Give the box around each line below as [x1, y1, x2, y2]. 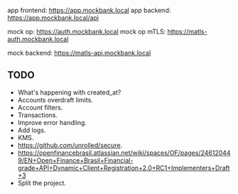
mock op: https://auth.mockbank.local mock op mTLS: [7, 28, 166, 36]
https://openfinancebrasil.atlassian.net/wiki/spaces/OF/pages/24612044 [17, 149, 231, 157]
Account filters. [17, 103, 63, 112]
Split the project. [17, 178, 66, 187]
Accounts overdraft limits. [17, 95, 94, 104]
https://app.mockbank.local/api [7, 14, 99, 22]
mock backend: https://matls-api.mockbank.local [7, 49, 151, 57]
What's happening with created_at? [17, 88, 121, 97]
